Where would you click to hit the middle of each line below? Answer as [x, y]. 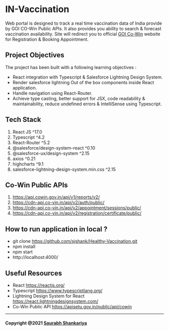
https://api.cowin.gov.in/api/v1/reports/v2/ [56, 197]
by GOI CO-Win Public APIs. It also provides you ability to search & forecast [83, 28]
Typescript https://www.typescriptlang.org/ [57, 290]
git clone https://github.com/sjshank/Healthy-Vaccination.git [75, 241]
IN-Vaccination [37, 9]
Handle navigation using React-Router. [52, 93]
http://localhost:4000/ [35, 257]
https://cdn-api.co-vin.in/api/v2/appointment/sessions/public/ [77, 208]
